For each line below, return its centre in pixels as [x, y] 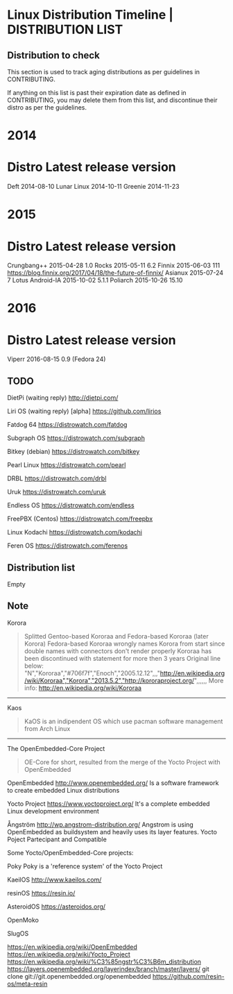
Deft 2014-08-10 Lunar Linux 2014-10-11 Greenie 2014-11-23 [93, 187]
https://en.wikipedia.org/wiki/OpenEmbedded [72, 947]
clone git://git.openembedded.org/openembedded [79, 976]
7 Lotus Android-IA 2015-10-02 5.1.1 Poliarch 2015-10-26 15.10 [95, 280]
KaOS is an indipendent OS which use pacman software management [123, 721]
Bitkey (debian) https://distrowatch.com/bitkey [74, 452]
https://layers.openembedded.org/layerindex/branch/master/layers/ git [108, 969]
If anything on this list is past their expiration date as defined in [97, 93]
